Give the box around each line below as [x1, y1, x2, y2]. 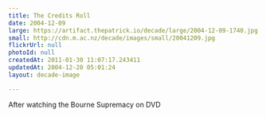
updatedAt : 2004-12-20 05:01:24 [8, 64, 115, 72]
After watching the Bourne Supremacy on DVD [8, 99, 161, 109]
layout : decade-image [8, 71, 80, 79]
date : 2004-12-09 [8, 19, 66, 27]
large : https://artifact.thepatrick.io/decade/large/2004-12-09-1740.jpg [8, 26, 259, 34]
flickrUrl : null [8, 41, 62, 49]
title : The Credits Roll [8, 11, 91, 20]
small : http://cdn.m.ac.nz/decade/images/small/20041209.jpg [8, 33, 216, 42]
